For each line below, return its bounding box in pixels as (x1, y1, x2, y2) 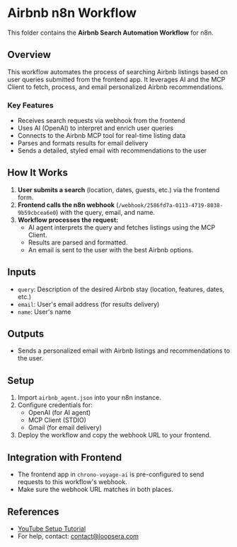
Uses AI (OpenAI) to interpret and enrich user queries (17, 124, 174, 132)
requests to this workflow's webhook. (17, 478, 127, 486)
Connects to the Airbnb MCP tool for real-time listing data (17, 131, 186, 140)
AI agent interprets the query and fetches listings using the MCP (28, 223, 216, 231)
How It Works (7, 167, 69, 179)
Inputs (7, 266, 37, 278)
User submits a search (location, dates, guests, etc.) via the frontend (17, 185, 220, 194)
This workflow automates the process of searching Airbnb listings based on (7, 67, 228, 76)
